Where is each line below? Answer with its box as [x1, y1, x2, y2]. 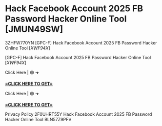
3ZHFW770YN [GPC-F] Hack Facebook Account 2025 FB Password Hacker [5, 40, 157, 45]
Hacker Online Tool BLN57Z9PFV [5, 116, 72, 122]
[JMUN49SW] [5, 24, 63, 35]
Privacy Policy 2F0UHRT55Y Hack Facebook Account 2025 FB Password [5, 111, 152, 117]
